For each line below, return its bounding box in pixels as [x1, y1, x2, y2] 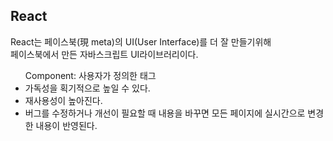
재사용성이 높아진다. [24, 94, 103, 106]
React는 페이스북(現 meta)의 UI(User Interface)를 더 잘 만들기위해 [10, 35, 272, 48]
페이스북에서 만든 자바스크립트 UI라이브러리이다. [10, 48, 199, 60]
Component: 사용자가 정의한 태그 [24, 69, 157, 81]
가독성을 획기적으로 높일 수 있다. [24, 82, 151, 94]
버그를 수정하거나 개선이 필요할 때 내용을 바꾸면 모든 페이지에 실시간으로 [24, 107, 306, 119]
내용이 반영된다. [35, 119, 98, 131]
